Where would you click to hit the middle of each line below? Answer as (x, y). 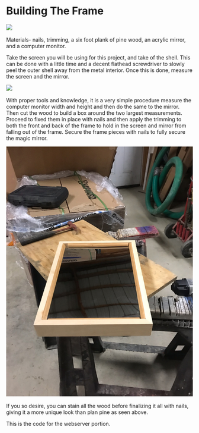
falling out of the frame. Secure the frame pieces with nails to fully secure (96, 131)
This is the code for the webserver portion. (58, 423)
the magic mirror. (27, 138)
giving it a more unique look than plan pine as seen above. (77, 412)
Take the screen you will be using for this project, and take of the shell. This (98, 57)
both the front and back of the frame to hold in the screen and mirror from (96, 125)
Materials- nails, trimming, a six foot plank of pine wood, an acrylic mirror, (96, 39)
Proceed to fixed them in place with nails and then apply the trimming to (94, 119)
